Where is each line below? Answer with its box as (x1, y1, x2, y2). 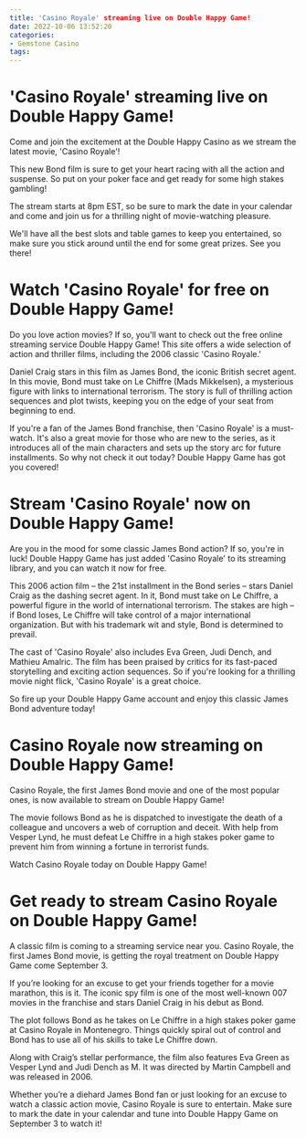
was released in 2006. (9, 1070, 93, 1082)
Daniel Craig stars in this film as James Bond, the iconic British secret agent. (9, 366, 297, 377)
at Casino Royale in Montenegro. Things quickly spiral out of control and (9, 1024, 281, 1035)
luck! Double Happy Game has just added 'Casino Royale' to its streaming (9, 553, 286, 564)
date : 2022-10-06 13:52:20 (9, 22, 112, 31)
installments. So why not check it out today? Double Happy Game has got (9, 452, 286, 462)
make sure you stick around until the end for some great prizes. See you (9, 238, 281, 249)
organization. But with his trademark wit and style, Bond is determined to (9, 618, 284, 630)
